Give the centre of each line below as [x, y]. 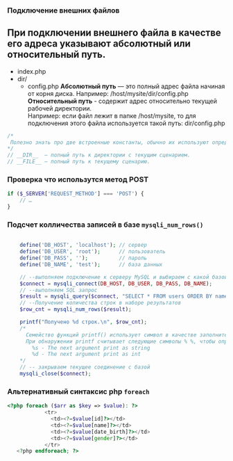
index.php [32, 71]
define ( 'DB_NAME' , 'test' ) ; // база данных [91, 264]
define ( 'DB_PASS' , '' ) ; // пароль [84, 258]
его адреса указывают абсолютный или [99, 44]
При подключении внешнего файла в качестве [114, 33]
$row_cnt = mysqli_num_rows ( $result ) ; [76, 309]
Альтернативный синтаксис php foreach [78, 391]
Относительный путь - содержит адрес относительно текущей [122, 101]
